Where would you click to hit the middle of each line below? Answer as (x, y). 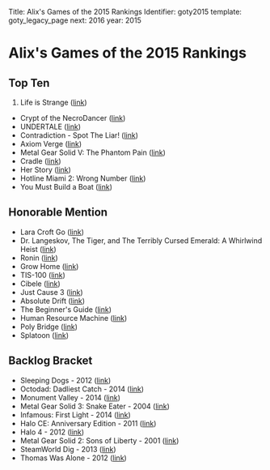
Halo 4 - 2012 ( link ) (52, 432)
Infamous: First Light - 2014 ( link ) (75, 414)
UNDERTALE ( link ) (51, 126)
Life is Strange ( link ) (53, 102)
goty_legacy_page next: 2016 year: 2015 (75, 20)
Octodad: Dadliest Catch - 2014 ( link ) (82, 389)
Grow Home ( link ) (49, 266)
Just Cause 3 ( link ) (51, 292)
